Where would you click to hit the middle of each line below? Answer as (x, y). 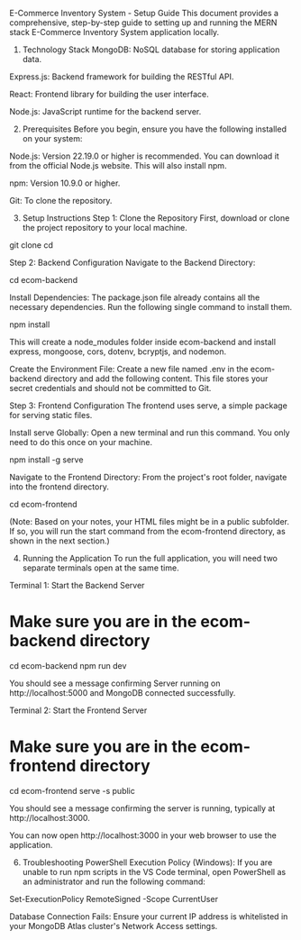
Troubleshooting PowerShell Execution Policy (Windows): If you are (147, 862)
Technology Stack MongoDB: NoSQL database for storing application (151, 50)
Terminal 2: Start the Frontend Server (78, 710)
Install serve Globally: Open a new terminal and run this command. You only (150, 433)
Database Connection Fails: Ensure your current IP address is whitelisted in (149, 916)
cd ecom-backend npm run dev (68, 665)
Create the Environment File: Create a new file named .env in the (129, 369)
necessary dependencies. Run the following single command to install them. (151, 307)
